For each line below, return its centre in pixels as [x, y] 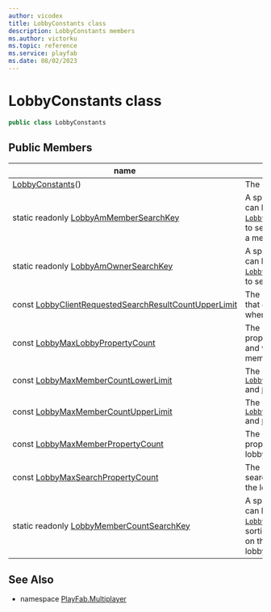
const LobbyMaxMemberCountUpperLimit [92, 412]
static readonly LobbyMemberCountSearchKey [102, 525]
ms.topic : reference [43, 46]
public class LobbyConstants [57, 122]
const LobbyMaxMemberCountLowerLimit [92, 380]
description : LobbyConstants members [72, 31]
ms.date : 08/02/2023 [43, 61]
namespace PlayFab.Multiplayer [73, 599]
